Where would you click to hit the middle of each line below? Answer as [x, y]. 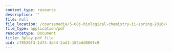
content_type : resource [31, 10]
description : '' [23, 15]
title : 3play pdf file [29, 38]
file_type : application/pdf [35, 29]
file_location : [21, 24]
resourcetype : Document [31, 33]
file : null [17, 19]
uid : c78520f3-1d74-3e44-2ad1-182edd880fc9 [52, 43]
